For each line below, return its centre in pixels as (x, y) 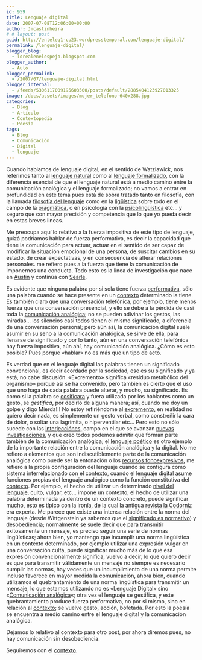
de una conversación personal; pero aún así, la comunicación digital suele (98, 327)
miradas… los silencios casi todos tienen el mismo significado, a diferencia (99, 321)
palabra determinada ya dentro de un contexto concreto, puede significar (97, 498)
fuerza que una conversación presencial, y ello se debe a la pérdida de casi (100, 307)
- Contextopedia (32, 118)
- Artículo (25, 113)
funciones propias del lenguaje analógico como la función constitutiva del (98, 479)
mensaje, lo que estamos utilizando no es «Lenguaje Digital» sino (87, 588)
